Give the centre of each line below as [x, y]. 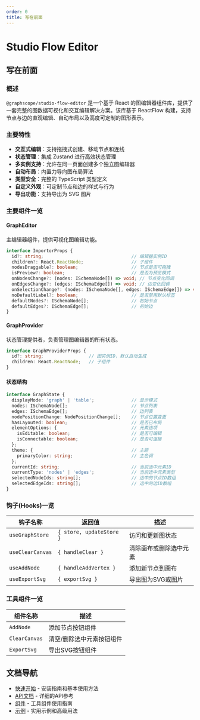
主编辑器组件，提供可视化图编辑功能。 [53, 239]
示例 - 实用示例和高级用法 [46, 711]
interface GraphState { [36, 395]
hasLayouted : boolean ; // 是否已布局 [87, 422]
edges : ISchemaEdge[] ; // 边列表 [82, 411]
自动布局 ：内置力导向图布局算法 [54, 171]
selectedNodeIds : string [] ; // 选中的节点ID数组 [94, 478]
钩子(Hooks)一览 [30, 505]
